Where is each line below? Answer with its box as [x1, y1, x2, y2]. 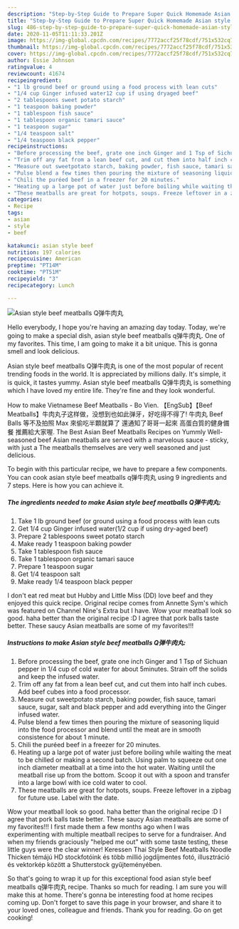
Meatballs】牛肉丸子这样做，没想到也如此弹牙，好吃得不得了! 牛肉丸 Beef [7, 409, 223, 418]
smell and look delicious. [7, 347, 80, 355]
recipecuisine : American [7, 255, 81, 262]
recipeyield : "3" [7, 275, 59, 282]
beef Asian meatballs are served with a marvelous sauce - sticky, [38, 436, 229, 444]
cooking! [7, 913, 33, 922]
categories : [7, 196, 43, 203]
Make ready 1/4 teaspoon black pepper [17, 577, 133, 585]
